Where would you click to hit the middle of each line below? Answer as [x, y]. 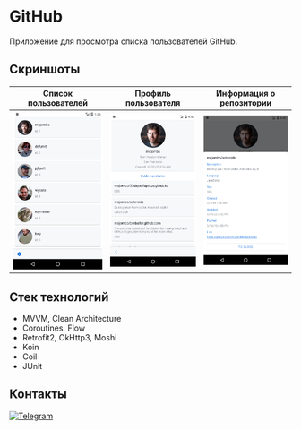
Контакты [38, 395]
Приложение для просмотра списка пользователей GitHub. [124, 41]
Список [58, 94]
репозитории [245, 103]
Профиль [153, 94]
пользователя [153, 103]
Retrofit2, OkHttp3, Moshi [69, 338]
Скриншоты [45, 69]
